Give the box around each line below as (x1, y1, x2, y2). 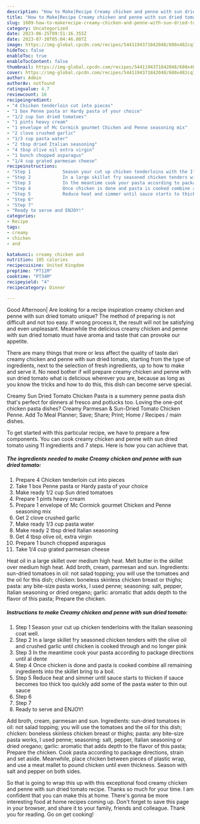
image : (7, 42, 23, 48)
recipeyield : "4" (7, 279, 50, 285)
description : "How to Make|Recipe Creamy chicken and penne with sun (7, 8, 183, 15)
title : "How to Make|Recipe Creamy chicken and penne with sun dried (7, 14, 183, 20)
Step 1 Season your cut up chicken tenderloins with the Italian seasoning (15, 624, 193, 631)
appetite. (7, 337, 28, 345)
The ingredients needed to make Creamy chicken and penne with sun (7, 455, 182, 462)
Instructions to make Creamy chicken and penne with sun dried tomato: (7, 609, 188, 616)
